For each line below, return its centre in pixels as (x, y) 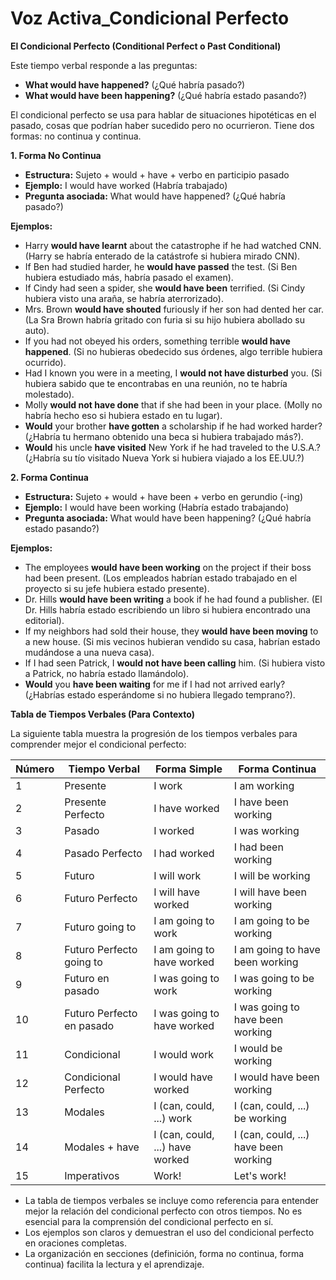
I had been (258, 847)
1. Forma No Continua (56, 155)
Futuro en (87, 978)
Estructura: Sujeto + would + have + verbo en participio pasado (157, 174)
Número (35, 769)
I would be (258, 1048)
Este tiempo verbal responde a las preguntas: (104, 65)
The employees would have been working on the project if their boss (168, 567)
